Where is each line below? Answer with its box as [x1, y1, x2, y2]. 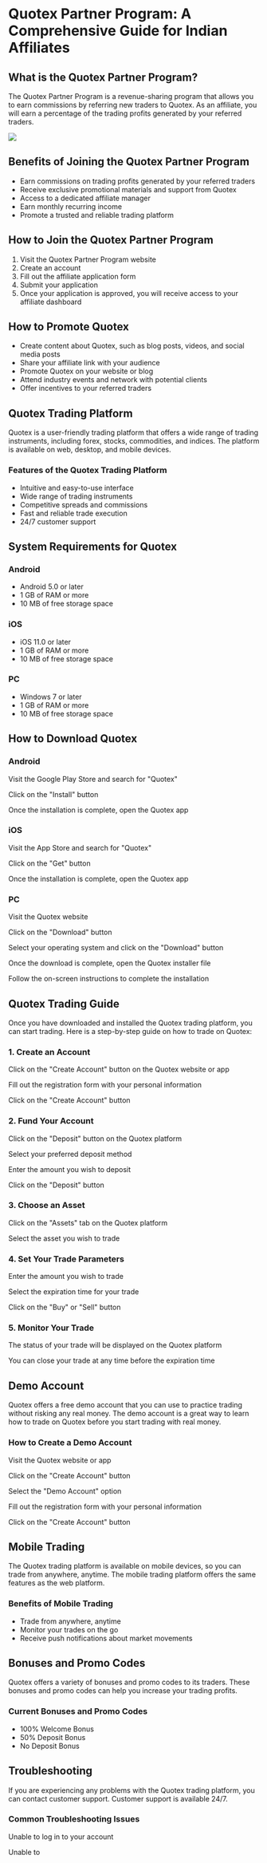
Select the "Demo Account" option [8, 1486, 122, 1496]
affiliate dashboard [19, 297, 82, 306]
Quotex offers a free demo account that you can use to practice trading [8, 1400, 243, 1410]
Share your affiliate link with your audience [19, 358, 161, 368]
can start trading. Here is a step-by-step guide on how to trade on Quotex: [8, 1026, 253, 1036]
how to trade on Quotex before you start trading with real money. [8, 1417, 222, 1427]
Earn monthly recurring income [19, 201, 122, 211]
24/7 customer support [19, 516, 96, 527]
